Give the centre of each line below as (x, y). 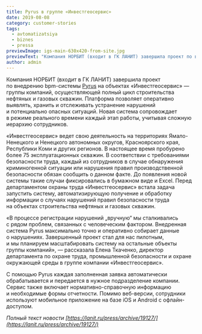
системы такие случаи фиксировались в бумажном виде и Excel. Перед (99, 181)
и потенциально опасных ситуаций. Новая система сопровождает (92, 111)
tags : (13, 29)
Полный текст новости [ (37, 318)
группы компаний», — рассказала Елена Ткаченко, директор (85, 250)
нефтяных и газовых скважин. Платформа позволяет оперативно (90, 98)
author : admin (24, 62)
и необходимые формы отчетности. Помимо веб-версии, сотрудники (96, 293)
